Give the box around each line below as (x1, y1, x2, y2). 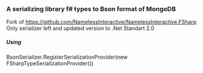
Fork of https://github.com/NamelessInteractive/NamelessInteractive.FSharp (6, 19, 197, 26)
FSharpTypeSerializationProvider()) (6, 60, 94, 67)
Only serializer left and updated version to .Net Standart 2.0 (6, 25, 155, 32)
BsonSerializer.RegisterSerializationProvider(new (6, 53, 128, 61)
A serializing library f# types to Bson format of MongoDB (6, 5, 176, 13)
